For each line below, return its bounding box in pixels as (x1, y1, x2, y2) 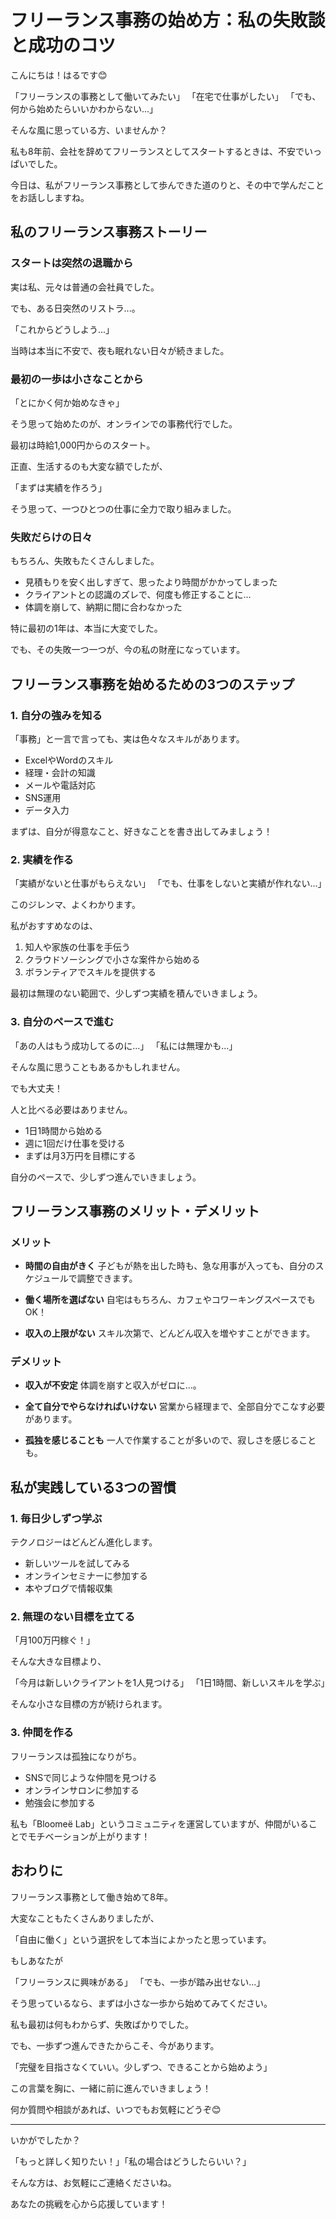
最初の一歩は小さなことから (10, 372, 144, 386)
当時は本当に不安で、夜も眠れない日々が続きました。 (10, 344, 230, 356)
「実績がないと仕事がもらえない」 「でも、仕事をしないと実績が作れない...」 (10, 877, 327, 890)
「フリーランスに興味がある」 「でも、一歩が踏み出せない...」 (10, 1976, 266, 1988)
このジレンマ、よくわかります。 (10, 899, 141, 911)
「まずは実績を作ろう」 (10, 481, 107, 493)
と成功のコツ (10, 34, 117, 57)
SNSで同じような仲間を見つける (24, 1771, 158, 1783)
